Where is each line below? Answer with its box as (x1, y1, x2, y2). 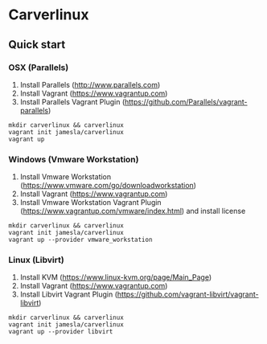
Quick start (8, 38, 66, 51)
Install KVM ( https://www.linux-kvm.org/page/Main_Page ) (19, 272, 212, 282)
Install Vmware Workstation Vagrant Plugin (19, 198, 162, 207)
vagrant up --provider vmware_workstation (8, 235, 153, 244)
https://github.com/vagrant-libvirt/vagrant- (117, 289, 259, 299)
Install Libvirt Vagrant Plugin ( (19, 289, 118, 299)
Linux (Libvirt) (8, 255, 64, 266)
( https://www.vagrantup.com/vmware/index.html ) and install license (19, 207, 246, 216)
